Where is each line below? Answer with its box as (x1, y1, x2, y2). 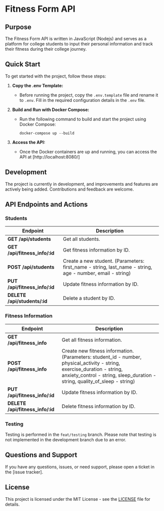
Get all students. (62, 236, 101, 242)
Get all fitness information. (61, 336, 122, 343)
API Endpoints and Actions (5, 200, 88, 209)
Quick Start (5, 60, 41, 69)
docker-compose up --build (19, 131, 75, 136)
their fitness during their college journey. (5, 46, 87, 52)
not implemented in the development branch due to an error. (5, 436, 126, 442)
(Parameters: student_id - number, (61, 354, 142, 360)
